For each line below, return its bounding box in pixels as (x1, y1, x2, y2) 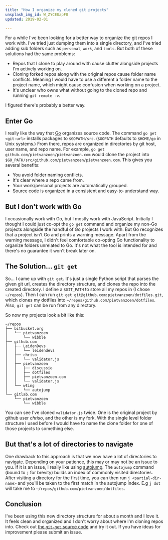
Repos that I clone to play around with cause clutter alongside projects (12, 61, 158, 67)
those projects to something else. (5, 425, 74, 432)
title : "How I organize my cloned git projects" (5, 7, 109, 13)
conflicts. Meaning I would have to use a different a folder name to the (12, 76, 158, 83)
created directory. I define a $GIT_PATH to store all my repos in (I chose (5, 286, 150, 292)
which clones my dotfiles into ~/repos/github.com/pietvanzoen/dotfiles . (5, 297, 156, 303)
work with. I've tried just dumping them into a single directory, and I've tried (5, 40, 161, 46)
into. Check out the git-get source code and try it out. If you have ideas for (5, 524, 161, 530)
